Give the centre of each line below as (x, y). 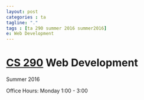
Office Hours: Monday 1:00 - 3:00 (47, 91)
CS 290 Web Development (72, 63)
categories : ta (26, 17)
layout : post (22, 12)
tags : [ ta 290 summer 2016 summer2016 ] (57, 28)
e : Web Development (30, 34)
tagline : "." (22, 22)
